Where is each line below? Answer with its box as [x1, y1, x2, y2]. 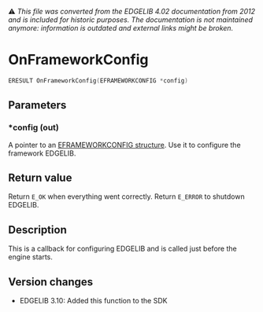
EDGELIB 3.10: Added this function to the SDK [19, 295, 168, 305]
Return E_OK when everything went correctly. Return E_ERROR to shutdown [8, 192, 246, 201]
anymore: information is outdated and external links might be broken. [8, 24, 234, 32]
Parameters [8, 98, 67, 112]
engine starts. [8, 252, 54, 262]
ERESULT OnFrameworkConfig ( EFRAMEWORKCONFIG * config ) [8, 76, 189, 85]
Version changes [8, 275, 94, 288]
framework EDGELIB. [8, 149, 76, 158]
